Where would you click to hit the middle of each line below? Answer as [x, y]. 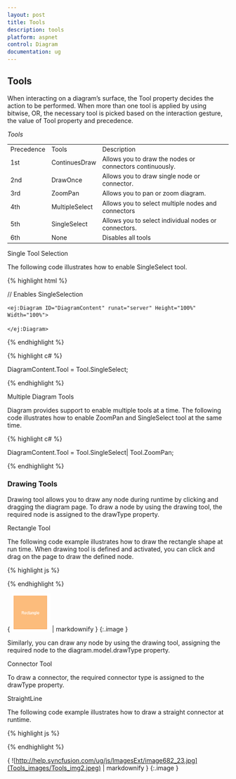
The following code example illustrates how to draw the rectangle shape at [115, 541]
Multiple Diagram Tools [41, 397]
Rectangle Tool [29, 528]
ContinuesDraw [74, 162]
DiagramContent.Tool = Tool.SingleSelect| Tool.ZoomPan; [91, 452]
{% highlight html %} [38, 281]
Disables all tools [126, 238]
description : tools [36, 30]
